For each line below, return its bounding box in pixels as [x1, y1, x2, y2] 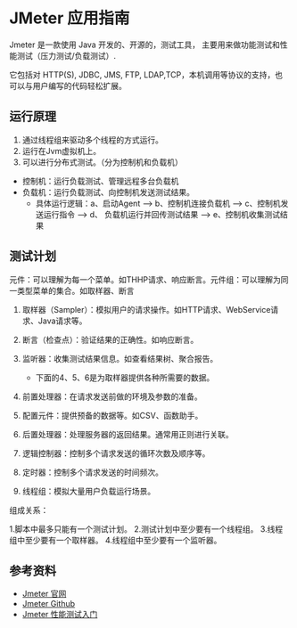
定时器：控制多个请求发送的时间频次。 [21, 467, 163, 477]
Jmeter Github [21, 599, 76, 609]
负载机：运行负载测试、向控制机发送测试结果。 [21, 186, 194, 197]
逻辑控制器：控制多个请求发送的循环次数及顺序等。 [21, 447, 210, 459]
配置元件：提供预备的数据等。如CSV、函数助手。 [21, 410, 203, 420]
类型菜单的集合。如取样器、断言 [16, 285, 135, 296]
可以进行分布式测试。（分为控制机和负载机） [21, 157, 183, 167]
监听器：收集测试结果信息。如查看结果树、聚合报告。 [21, 353, 219, 363]
